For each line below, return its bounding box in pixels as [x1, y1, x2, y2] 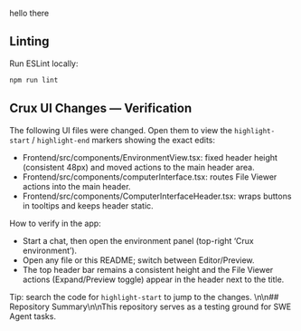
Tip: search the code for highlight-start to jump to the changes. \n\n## [9, 291, 279, 302]
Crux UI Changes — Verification [9, 101, 193, 116]
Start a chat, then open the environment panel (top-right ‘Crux [22, 235, 255, 246]
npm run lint [9, 75, 59, 84]
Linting [9, 34, 50, 49]
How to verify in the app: [9, 218, 101, 229]
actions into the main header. [22, 180, 131, 191]
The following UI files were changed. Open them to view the [9, 124, 233, 135]
